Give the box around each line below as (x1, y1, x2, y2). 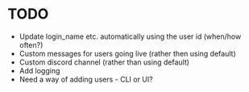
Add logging (19, 65, 60, 75)
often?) (19, 40, 44, 49)
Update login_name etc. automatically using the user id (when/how (19, 31, 242, 41)
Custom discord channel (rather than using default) (19, 57, 190, 67)
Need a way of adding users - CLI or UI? (19, 74, 154, 84)
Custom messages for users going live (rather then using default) (19, 48, 236, 58)
